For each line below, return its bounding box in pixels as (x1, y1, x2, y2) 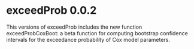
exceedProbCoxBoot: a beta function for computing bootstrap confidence (6, 29, 189, 36)
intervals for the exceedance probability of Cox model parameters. (6, 36, 171, 43)
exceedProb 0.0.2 (6, 4, 97, 17)
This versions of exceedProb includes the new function (6, 23, 143, 30)
